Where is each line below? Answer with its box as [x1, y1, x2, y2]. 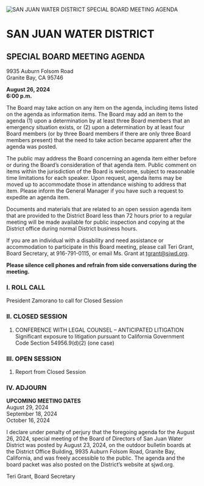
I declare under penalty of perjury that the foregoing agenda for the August [6, 429, 195, 436]
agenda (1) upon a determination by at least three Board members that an [6, 117, 191, 124]
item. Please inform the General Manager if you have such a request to [6, 187, 184, 195]
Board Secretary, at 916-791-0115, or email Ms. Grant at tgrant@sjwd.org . [6, 250, 189, 257]
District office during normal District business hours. [6, 225, 138, 232]
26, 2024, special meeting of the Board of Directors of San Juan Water [6, 435, 183, 442]
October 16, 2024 [6, 416, 51, 424]
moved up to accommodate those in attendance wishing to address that [6, 180, 187, 188]
